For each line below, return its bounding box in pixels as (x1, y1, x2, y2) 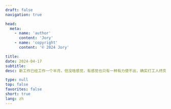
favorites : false (5, 87, 42, 92)
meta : (10, 26, 22, 31)
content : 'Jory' (18, 35, 53, 41)
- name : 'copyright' (14, 40, 58, 46)
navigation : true (5, 12, 42, 17)
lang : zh (5, 96, 24, 101)
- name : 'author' (14, 31, 51, 36)
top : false (5, 82, 28, 87)
